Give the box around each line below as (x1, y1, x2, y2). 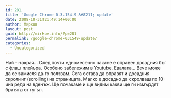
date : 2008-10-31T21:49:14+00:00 (5, 17, 77, 22)
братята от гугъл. (5, 86, 44, 92)
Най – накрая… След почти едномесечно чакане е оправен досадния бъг (5, 59, 167, 65)
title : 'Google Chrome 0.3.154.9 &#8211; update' (5, 12, 114, 17)
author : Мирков (5, 21, 38, 27)
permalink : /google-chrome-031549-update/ (5, 36, 97, 41)
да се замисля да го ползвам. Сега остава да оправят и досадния (5, 70, 150, 77)
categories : (5, 41, 31, 46)
